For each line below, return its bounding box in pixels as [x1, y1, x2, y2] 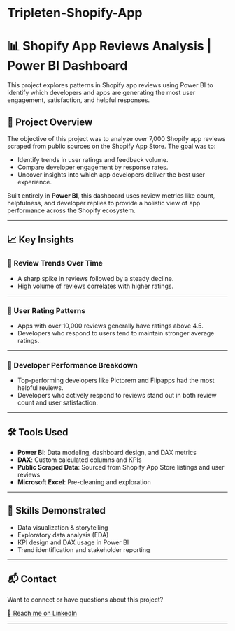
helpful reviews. [17, 384, 64, 392]
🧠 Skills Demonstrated [7, 505, 106, 516]
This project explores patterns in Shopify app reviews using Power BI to [7, 81, 213, 89]
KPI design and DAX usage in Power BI [17, 538, 129, 546]
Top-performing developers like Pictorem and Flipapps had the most [17, 376, 215, 385]
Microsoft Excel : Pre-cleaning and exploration [17, 478, 152, 486]
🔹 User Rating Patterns [7, 305, 86, 315]
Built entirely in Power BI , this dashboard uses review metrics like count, [7, 191, 215, 200]
